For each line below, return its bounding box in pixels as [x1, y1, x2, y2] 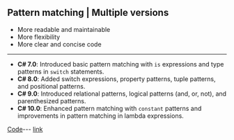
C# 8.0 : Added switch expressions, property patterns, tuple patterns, [17, 74, 216, 83]
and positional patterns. [17, 82, 86, 90]
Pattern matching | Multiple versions [7, 7, 169, 19]
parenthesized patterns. [17, 96, 86, 105]
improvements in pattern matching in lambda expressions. [17, 112, 185, 120]
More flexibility [17, 33, 61, 41]
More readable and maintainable [17, 25, 111, 33]
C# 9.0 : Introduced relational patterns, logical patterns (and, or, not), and [17, 89, 227, 98]
